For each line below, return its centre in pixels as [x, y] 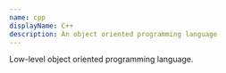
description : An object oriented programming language [113, 34]
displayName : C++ [42, 26]
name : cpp [28, 17]
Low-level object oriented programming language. [101, 60]
